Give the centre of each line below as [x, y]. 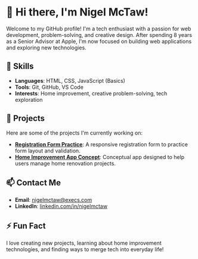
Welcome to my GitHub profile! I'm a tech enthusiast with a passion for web [99, 29]
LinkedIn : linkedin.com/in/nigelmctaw [61, 206]
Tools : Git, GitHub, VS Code [49, 87]
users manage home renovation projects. [65, 163]
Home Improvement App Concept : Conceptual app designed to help [100, 157]
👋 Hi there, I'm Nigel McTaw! [77, 12]
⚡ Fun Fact [26, 226]
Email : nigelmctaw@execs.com [53, 200]
